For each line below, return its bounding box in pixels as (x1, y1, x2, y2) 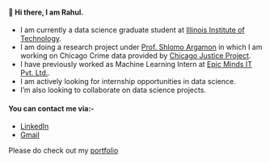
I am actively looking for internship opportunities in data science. (19, 77, 236, 86)
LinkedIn (19, 122, 49, 132)
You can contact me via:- (8, 103, 95, 113)
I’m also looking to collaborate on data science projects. (19, 86, 206, 95)
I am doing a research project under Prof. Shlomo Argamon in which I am (19, 42, 263, 52)
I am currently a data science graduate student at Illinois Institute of (19, 25, 245, 35)
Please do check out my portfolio (8, 146, 119, 156)
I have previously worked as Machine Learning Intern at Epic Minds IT (19, 60, 253, 69)
